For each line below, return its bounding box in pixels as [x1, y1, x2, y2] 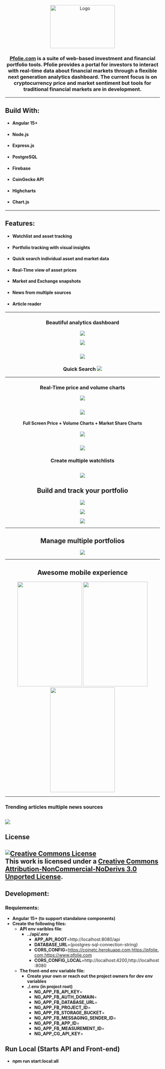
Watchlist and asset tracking [12, 233, 72, 239]
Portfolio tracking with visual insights [12, 244, 90, 250]
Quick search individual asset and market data [12, 256, 110, 262]
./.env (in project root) [27, 984, 73, 989]
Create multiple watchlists [51, 457, 114, 464]
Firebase [12, 165, 31, 171]
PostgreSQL [12, 154, 38, 160]
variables [27, 978, 47, 984]
